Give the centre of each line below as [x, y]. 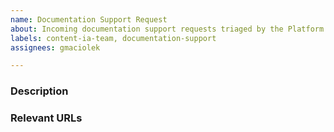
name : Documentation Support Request [89, 19]
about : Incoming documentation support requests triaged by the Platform [167, 29]
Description [39, 91]
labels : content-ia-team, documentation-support [113, 38]
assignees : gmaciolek [55, 47]
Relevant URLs [46, 118]
